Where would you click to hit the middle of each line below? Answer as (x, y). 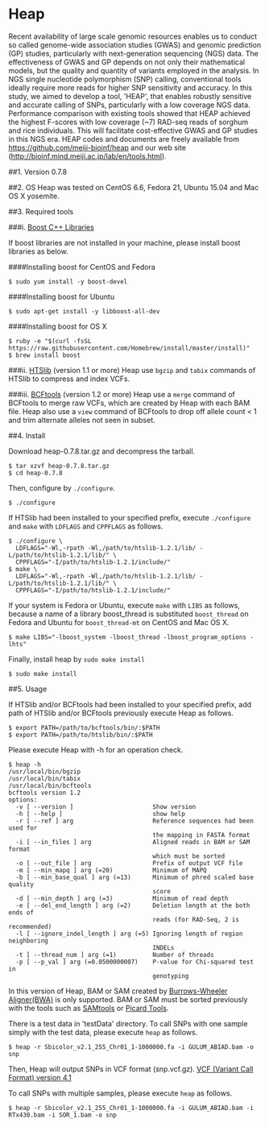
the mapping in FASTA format (201, 835)
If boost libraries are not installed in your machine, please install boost (124, 242)
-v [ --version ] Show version (106, 806)
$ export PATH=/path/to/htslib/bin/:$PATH (81, 735)
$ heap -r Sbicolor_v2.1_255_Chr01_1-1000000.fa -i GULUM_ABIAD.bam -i (131, 1108)
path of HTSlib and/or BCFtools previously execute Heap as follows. (121, 713)
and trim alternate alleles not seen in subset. (82, 420)
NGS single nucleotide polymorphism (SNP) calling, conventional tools (125, 79)
